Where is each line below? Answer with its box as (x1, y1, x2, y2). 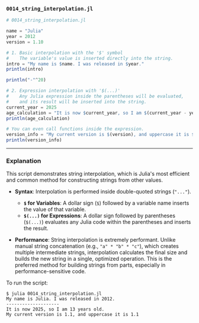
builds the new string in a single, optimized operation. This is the (14, 255, 172, 262)
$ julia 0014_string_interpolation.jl (6, 291, 102, 297)
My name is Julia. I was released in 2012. (6, 296, 115, 302)
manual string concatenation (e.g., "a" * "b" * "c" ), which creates (14, 243, 179, 250)
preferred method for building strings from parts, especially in (14, 261, 166, 269)
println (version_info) (6, 137, 62, 143)
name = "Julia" (6, 28, 44, 34)
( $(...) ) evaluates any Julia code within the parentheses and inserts (23, 218, 191, 226)
